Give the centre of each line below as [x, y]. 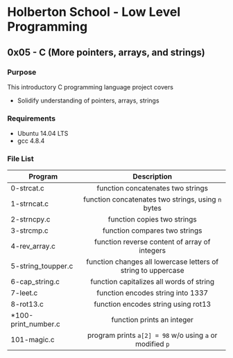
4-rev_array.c [33, 247]
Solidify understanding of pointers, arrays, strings [88, 100]
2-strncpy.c [31, 220]
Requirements [32, 118]
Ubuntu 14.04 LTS [43, 134]
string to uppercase [153, 271]
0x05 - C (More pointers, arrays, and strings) [106, 52]
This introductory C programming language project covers [90, 87]
